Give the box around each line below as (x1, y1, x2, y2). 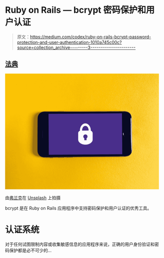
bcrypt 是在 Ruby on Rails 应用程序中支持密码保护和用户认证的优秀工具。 (5, 205, 152, 211)
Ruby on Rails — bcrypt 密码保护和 (5, 4, 146, 16)
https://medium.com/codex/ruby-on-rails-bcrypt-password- (30, 34, 151, 40)
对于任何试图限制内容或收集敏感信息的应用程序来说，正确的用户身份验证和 (5, 241, 155, 247)
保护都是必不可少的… (9, 247, 52, 253)
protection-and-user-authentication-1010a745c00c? (17, 39, 122, 45)
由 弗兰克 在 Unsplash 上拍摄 (5, 194, 61, 201)
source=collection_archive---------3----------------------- (17, 45, 136, 50)
